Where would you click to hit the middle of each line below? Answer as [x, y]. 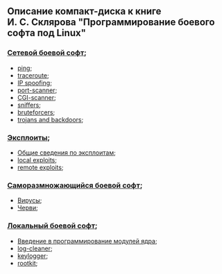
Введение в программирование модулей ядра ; [87, 241]
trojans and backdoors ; [50, 119]
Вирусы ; [29, 200]
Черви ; [27, 208]
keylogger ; [33, 255]
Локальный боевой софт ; [52, 226]
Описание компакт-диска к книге [84, 11]
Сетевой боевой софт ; [47, 53]
